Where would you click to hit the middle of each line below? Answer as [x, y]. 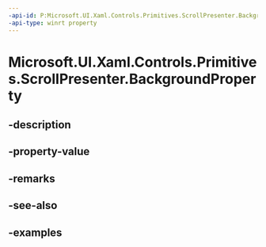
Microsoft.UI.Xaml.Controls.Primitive [133, 62]
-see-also [33, 205]
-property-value [49, 152]
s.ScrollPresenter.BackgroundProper [132, 79]
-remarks [32, 179]
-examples [35, 232]
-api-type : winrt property [53, 23]
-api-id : [23, 15]
